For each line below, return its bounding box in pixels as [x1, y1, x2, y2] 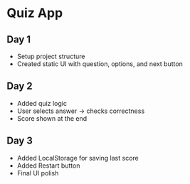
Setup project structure [16, 52, 85, 60]
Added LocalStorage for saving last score [16, 153, 139, 162]
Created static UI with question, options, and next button [16, 60, 183, 68]
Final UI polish [16, 168, 59, 177]
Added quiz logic [16, 99, 67, 107]
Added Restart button [16, 161, 80, 170]
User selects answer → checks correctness [16, 107, 145, 115]
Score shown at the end [16, 114, 88, 122]
